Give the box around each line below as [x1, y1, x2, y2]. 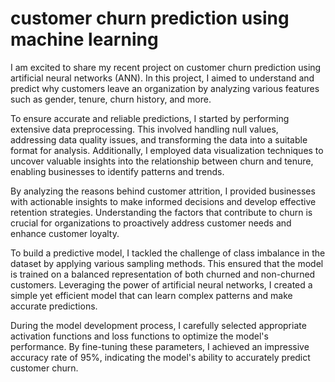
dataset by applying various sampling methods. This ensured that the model [10, 257, 324, 269]
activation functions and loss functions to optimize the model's [10, 330, 269, 342]
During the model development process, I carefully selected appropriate [10, 319, 307, 331]
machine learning [10, 28, 159, 51]
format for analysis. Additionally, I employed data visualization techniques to [10, 144, 324, 156]
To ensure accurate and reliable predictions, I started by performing [10, 112, 290, 124]
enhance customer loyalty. [10, 227, 120, 239]
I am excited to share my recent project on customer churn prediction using [10, 61, 322, 73]
